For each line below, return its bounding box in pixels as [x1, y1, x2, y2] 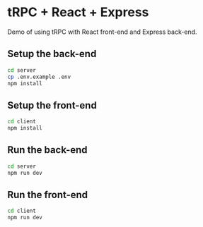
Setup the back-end [7, 48, 97, 60]
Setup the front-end [7, 99, 97, 111]
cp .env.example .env [7, 73, 71, 80]
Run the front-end [7, 188, 88, 201]
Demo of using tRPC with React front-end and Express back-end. [7, 27, 197, 36]
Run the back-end [7, 144, 88, 156]
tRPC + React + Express [7, 4, 149, 20]
